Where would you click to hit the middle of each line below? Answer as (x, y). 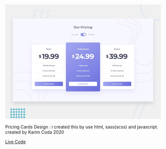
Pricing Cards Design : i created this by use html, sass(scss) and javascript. (82, 127)
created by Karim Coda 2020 (35, 132)
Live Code (16, 142)
